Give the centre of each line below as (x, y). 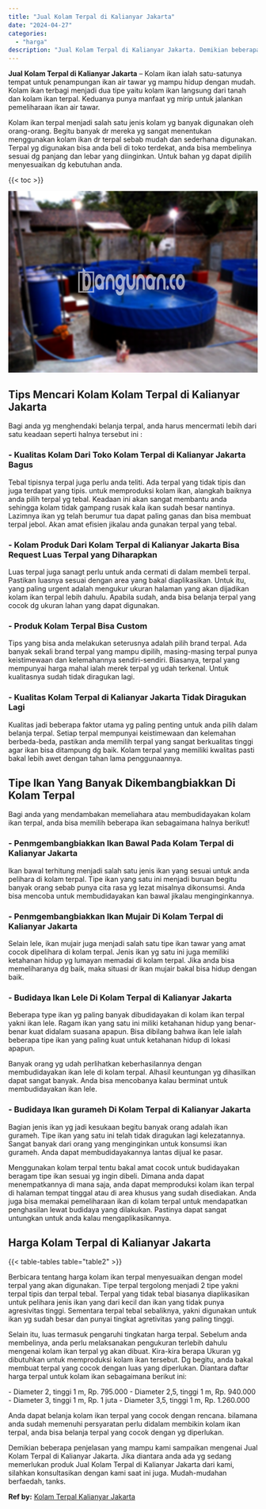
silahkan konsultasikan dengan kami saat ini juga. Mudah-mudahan (118, 1473)
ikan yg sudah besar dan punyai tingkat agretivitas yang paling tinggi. (122, 1319)
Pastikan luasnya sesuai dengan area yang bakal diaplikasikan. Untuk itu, (127, 580)
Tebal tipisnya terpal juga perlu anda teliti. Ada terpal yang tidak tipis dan (127, 482)
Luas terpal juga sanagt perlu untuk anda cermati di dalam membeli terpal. (129, 572)
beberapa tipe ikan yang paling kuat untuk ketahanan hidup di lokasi (120, 1040)
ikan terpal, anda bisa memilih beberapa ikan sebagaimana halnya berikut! (129, 823)
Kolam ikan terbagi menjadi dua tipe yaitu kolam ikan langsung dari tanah (127, 90)
